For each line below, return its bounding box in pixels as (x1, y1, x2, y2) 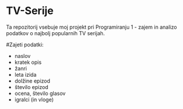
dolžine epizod (14, 77, 51, 84)
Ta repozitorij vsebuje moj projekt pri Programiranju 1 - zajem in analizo (6, 23, 177, 30)
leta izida (14, 71, 37, 78)
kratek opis (14, 59, 42, 66)
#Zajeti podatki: (6, 41, 44, 48)
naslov (14, 52, 31, 59)
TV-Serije (6, 4, 54, 18)
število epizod (14, 83, 49, 90)
